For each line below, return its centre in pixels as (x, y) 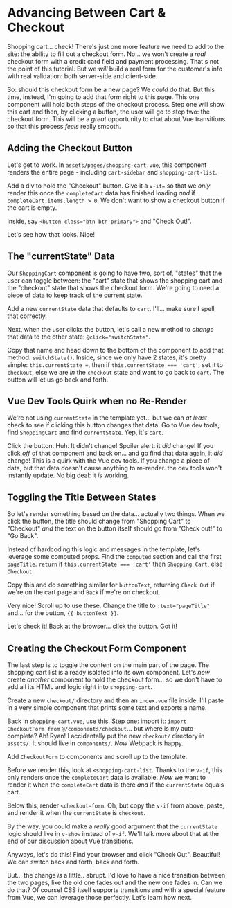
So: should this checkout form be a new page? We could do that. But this (111, 89)
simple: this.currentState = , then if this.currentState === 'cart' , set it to (115, 364)
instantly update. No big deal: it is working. (68, 475)
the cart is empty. (32, 207)
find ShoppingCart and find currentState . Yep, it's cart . (86, 433)
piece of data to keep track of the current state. (75, 295)
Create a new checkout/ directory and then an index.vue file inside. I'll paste (115, 700)
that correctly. (27, 316)
